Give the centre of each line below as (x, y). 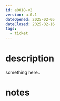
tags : (11, 29)
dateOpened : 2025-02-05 (30, 19)
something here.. (23, 72)
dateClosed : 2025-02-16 (30, 24)
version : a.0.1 (21, 15)
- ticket (19, 33)
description (30, 58)
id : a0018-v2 (19, 10)
